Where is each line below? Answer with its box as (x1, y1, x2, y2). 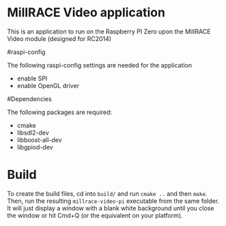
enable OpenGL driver (16, 81, 80, 89)
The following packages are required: (7, 108, 113, 116)
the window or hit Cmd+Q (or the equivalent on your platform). (7, 211, 183, 219)
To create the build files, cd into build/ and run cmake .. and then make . (7, 189, 208, 197)
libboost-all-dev (16, 135, 63, 144)
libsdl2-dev (16, 128, 49, 137)
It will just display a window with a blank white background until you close (7, 203, 214, 212)
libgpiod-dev (16, 143, 53, 151)
